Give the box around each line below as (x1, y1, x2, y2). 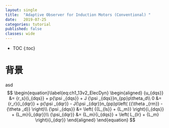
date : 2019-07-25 (5, 17, 47, 22)
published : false (5, 27, 42, 32)
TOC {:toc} (12, 45, 36, 51)
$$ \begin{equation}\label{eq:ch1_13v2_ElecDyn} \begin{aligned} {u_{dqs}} (7, 90, 164, 96)
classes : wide (5, 31, 36, 36)
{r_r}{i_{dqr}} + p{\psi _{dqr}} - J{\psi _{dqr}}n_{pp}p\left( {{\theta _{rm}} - (8, 100, 163, 107)
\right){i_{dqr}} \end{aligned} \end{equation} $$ (35, 117, 136, 123)
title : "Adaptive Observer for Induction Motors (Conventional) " (5, 12, 151, 17)
